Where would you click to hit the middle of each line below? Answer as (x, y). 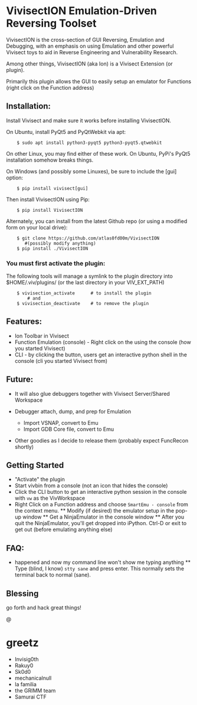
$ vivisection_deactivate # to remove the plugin (83, 304)
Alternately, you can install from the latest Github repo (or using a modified (97, 221)
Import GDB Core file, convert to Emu (69, 429)
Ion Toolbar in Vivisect (42, 336)
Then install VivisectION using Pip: (48, 199)
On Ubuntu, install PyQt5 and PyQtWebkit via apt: (66, 132)
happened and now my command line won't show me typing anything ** (102, 562)
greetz (23, 643)
